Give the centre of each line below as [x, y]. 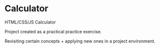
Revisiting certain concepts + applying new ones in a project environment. [80, 41]
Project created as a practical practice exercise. [53, 31]
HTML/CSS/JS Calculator [30, 22]
